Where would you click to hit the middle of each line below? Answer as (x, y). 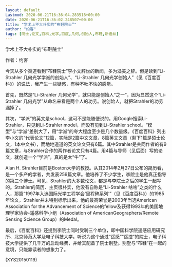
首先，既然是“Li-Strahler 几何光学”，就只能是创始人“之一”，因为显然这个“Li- (86, 95)
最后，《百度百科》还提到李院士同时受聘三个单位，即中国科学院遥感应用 (81, 230)
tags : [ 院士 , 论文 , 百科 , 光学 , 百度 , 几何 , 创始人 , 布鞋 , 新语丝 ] (62, 34)
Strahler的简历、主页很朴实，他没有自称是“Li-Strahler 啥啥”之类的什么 (88, 187)
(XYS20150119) (21, 260)
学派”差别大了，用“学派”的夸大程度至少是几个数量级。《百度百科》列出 (92, 131)
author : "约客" (21, 29)
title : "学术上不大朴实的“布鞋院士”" (41, 24)
